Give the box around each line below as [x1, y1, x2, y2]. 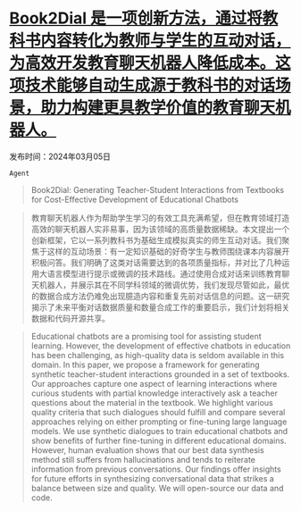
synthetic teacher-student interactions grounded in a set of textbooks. [30, 368, 290, 380]
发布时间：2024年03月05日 [9, 151, 112, 162]
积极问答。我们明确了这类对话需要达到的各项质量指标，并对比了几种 [30, 256, 282, 268]
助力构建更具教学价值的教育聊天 [40, 97, 276, 118]
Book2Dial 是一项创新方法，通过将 [9, 8, 263, 29]
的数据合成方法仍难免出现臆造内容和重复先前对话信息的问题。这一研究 [30, 290, 290, 301]
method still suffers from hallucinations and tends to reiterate [30, 454, 256, 465]
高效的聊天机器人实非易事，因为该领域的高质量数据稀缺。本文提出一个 [30, 223, 290, 234]
